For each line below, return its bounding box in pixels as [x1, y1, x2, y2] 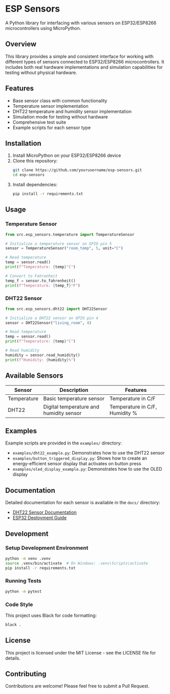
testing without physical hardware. [5, 69, 77, 75]
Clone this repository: [12, 158, 58, 164]
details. [5, 655, 21, 661]
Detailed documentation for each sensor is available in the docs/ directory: [5, 500, 160, 506]
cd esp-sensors [12, 173, 45, 178]
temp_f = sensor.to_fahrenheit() [5, 278, 76, 283]
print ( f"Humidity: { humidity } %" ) [5, 357, 76, 362]
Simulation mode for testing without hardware [12, 113, 108, 119]
